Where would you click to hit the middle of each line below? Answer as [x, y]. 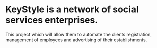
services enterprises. [52, 20]
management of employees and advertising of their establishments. [76, 40]
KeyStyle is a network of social [72, 9]
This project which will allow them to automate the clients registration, [78, 34]
